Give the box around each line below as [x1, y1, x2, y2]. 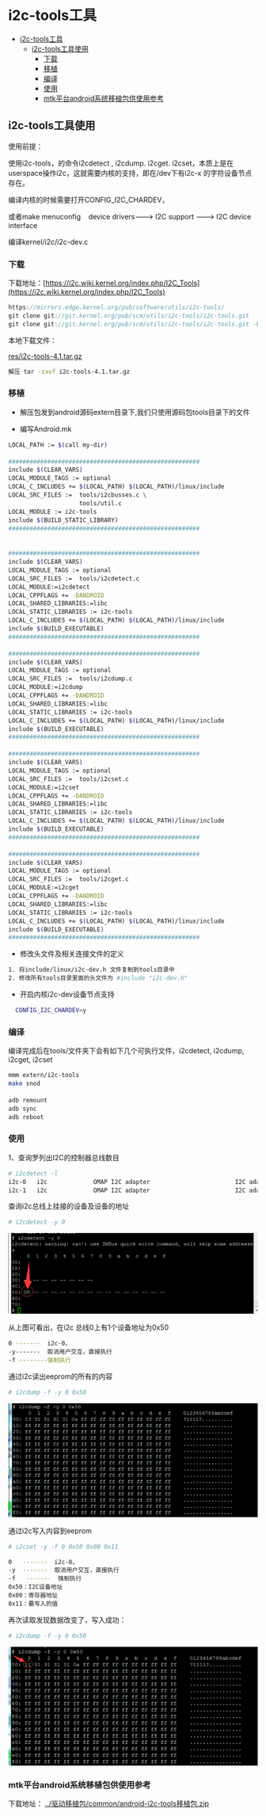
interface [8, 220, 38, 230]
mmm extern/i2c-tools [8, 1072, 80, 1079]
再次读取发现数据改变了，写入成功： [8, 1615, 127, 1624]
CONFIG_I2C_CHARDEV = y [15, 1007, 87, 1015]
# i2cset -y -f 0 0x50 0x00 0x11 [8, 1543, 119, 1551]
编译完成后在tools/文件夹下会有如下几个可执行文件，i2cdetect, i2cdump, [8, 1046, 245, 1056]
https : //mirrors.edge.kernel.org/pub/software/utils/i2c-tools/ [8, 303, 225, 312]
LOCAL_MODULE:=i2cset [8, 783, 80, 791]
